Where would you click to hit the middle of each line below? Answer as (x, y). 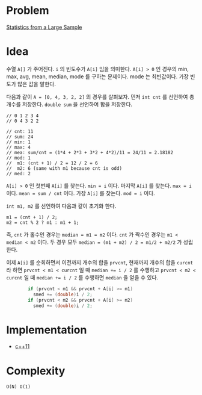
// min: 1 (19, 142)
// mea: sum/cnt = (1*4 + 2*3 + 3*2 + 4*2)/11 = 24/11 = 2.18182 (90, 152)
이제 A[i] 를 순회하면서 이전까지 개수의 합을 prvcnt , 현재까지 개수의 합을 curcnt (100, 262)
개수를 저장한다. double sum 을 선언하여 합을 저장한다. (69, 104)
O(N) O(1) (19, 387)
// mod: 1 (19, 158)
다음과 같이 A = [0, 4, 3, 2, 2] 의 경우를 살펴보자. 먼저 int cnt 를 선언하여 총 (100, 96)
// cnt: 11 (20, 131)
